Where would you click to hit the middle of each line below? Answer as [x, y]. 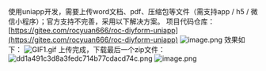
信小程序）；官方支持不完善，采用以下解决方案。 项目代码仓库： [112, 21]
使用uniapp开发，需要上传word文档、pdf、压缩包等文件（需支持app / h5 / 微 [133, 11]
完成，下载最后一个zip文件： [119, 49]
